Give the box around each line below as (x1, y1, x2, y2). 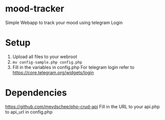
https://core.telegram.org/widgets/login (12, 69, 94, 75)
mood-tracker (5, 3, 64, 14)
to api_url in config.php (5, 108, 52, 115)
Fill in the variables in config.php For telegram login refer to (12, 64, 134, 70)
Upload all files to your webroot (12, 53, 77, 59)
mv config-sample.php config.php (12, 59, 82, 65)
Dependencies (5, 87, 67, 98)
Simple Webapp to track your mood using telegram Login (5, 19, 123, 25)
